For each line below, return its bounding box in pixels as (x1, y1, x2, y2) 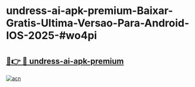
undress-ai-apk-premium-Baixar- (6, 4, 173, 18)
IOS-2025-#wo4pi (6, 29, 97, 42)
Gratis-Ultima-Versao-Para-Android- (6, 16, 190, 30)
